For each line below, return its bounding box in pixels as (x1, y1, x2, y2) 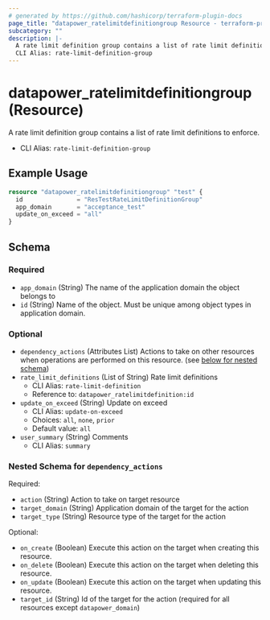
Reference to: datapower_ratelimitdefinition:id (31, 390, 194, 399)
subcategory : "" (8, 27, 63, 35)
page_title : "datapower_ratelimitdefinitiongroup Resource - (8, 19, 218, 27)
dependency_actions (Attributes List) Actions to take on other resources (19, 347, 255, 357)
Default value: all (31, 424, 92, 433)
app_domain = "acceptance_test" (15, 203, 146, 211)
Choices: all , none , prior (31, 415, 115, 425)
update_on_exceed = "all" (15, 210, 103, 218)
